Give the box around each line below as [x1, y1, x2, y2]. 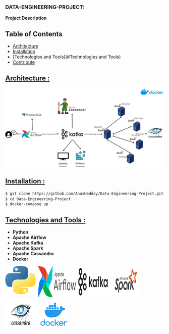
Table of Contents [5, 29, 63, 38]
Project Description [5, 15, 47, 21]
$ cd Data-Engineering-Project [5, 196, 71, 202]
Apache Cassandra [12, 251, 54, 257]
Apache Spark [12, 245, 44, 251]
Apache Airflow [12, 234, 46, 241]
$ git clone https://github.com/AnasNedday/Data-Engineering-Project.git [5, 191, 164, 196]
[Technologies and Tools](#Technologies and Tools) [12, 54, 121, 60]
